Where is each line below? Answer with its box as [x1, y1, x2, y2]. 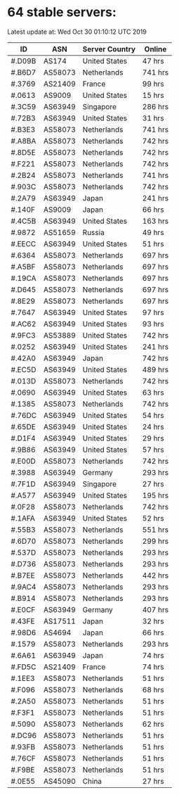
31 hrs [142, 113, 164, 123]
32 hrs [142, 616, 164, 626]
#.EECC [11, 238, 37, 248]
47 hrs [142, 56, 164, 65]
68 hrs [142, 685, 164, 694]
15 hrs [142, 90, 164, 100]
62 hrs [142, 719, 164, 729]
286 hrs [142, 101, 169, 111]
